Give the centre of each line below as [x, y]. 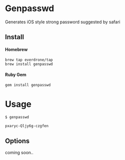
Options [17, 141]
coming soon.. [19, 153]
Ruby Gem [16, 75]
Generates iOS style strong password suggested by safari [62, 22]
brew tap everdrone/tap [29, 60]
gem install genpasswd [28, 85]
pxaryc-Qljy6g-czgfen [27, 126]
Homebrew [16, 49]
